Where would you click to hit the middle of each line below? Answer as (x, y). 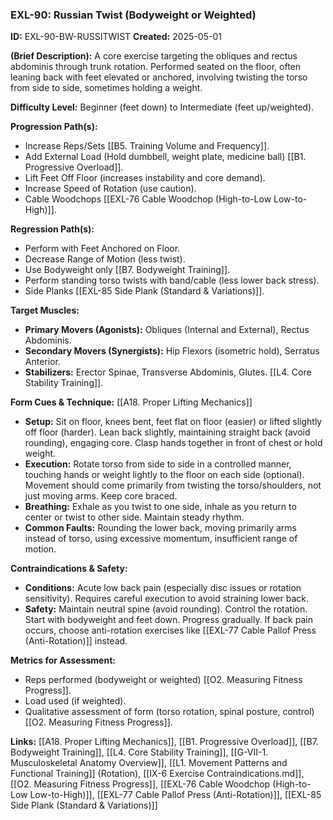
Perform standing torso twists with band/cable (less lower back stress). (172, 280)
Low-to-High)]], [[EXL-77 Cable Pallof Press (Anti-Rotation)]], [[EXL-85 (175, 795)
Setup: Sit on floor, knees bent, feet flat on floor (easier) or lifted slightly (173, 422)
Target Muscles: (45, 310)
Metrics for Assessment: (63, 660)
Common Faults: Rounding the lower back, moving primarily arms (161, 528)
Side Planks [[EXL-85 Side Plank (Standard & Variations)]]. (144, 291)
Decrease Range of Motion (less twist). (105, 259)
